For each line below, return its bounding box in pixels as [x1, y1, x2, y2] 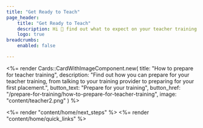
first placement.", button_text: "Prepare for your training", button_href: [6, 84, 181, 91]
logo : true [17, 32, 45, 38]
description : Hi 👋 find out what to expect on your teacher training [17, 25, 198, 32]
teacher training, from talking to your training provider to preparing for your [6, 77, 194, 85]
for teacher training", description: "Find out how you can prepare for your [6, 71, 190, 78]
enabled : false [17, 43, 56, 49]
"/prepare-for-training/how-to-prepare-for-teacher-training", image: [6, 90, 177, 98]
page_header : [6, 15, 40, 21]
